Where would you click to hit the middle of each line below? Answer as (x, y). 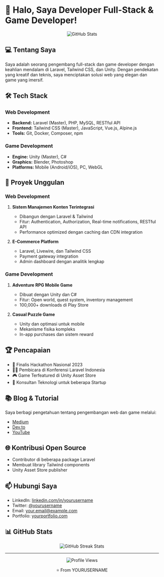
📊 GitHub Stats (29, 532)
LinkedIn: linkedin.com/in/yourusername (53, 500)
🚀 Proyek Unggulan (35, 182)
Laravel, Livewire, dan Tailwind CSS (55, 251)
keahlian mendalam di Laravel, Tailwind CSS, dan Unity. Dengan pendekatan (82, 69)
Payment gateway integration (49, 256)
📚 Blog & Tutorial (32, 398)
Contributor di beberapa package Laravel (53, 459)
